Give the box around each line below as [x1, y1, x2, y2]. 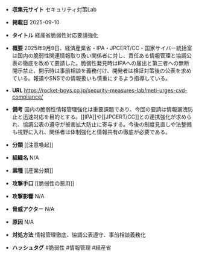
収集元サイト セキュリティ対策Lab [11, 6, 97, 13]
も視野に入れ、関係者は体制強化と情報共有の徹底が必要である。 [11, 128, 171, 135]
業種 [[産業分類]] [11, 167, 54, 174]
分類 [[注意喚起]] [11, 142, 54, 148]
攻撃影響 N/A [11, 193, 45, 200]
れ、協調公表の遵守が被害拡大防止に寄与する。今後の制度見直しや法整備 [11, 121, 192, 128]
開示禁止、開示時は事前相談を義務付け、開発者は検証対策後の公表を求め [11, 67, 192, 74]
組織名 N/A [11, 154, 39, 161]
